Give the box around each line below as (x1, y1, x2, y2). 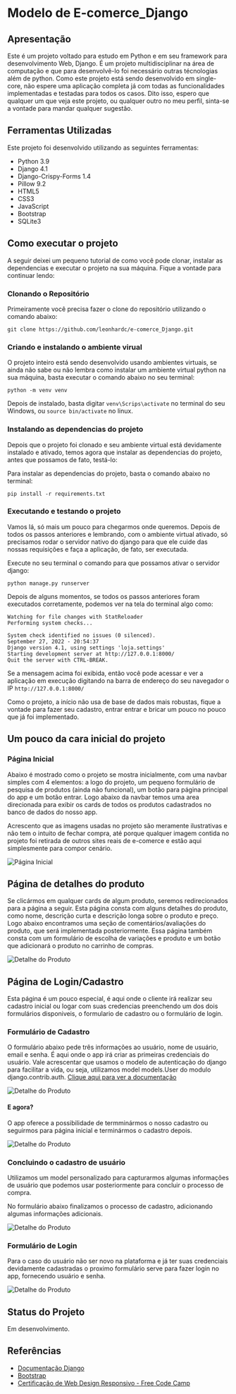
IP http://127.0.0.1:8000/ (7, 684, 85, 692)
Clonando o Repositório (7, 289, 89, 298)
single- (196, 74, 217, 83)
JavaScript (17, 202, 49, 210)
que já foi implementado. (7, 713, 80, 721)
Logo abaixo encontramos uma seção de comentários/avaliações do (7, 919, 206, 928)
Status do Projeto (7, 1306, 85, 1318)
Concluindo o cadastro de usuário (7, 1157, 125, 1167)
